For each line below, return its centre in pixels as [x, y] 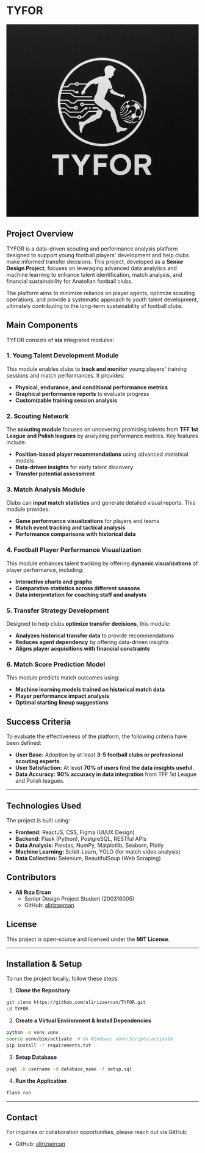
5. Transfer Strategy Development [58, 610]
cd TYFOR [17, 1009]
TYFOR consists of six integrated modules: [60, 340]
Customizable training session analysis [66, 400]
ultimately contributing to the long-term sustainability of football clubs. [95, 306]
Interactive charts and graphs [54, 582]
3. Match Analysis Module [46, 489]
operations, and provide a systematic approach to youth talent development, [102, 299]
